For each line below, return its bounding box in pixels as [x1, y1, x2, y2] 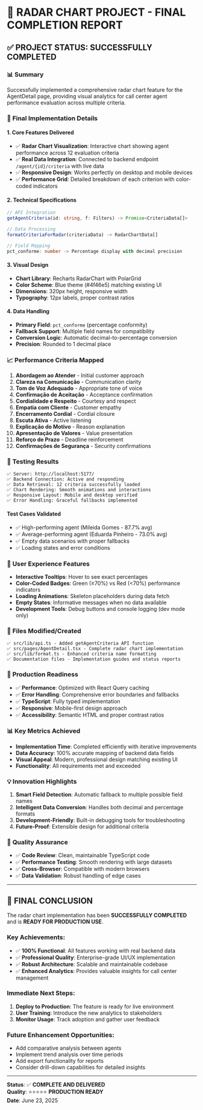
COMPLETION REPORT [7, 18, 123, 32]
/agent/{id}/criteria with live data [15, 162, 104, 170]
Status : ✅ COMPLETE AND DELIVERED [7, 1081, 105, 1088]
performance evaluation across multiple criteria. [7, 99, 126, 106]
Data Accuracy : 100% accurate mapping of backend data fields [15, 749, 174, 756]
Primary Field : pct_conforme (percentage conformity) [15, 321, 148, 328]
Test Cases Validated [7, 510, 61, 518]
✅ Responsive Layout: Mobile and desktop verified [7, 492, 138, 499]
